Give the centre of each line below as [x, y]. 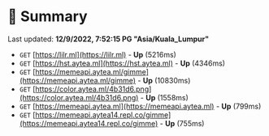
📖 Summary [48, 17]
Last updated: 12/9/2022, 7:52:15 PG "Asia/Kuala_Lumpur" [108, 39]
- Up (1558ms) [164, 97]
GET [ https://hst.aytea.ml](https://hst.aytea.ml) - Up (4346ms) [122, 63]
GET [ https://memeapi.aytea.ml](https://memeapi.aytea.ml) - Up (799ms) [140, 106]
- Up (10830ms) [164, 80]
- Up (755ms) [182, 123]
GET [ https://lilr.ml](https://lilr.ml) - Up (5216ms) [98, 54]
